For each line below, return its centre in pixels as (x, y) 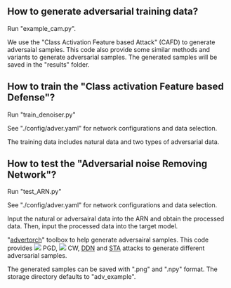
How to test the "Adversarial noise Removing (107, 164)
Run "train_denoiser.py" (41, 114)
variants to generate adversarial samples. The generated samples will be (112, 57)
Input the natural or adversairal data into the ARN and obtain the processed (116, 219)
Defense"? (31, 98)
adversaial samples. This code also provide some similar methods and (109, 49)
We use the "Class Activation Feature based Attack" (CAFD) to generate (111, 42)
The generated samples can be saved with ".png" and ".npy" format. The (112, 269)
